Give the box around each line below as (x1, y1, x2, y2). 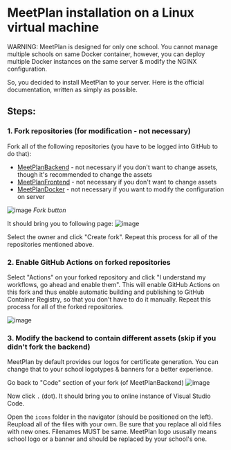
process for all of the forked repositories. (7, 302, 124, 311)
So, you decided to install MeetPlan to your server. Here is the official (7, 78, 204, 86)
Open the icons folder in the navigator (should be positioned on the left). (7, 413, 213, 421)
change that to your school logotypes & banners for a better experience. (7, 365, 213, 374)
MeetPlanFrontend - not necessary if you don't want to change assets (17, 178, 217, 186)
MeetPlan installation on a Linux (7, 5, 195, 21)
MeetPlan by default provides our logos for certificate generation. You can (7, 358, 219, 366)
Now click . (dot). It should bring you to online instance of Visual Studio (7, 392, 211, 400)
